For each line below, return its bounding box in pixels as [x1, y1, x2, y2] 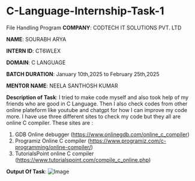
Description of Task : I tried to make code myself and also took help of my [6, 93, 189, 101]
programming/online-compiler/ [14, 143, 91, 150]
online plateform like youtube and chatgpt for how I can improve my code [6, 106, 188, 113]
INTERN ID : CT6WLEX [6, 47, 61, 55]
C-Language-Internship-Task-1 [6, 4, 164, 18]
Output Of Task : [6, 168, 47, 175]
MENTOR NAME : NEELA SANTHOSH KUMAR [6, 82, 118, 89]
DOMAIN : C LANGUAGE [6, 59, 66, 66]
